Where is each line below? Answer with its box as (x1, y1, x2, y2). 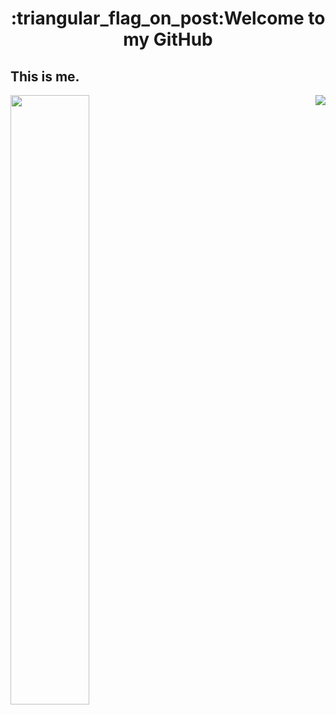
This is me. (10, 68, 80, 85)
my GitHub (123, 28, 213, 51)
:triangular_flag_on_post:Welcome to (10, 7, 326, 30)
